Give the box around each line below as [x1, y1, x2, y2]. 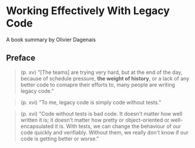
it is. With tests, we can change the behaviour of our [55, 122, 181, 130]
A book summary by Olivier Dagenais [6, 36, 96, 43]
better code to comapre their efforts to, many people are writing [20, 81, 175, 88]
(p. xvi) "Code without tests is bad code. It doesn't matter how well [20, 110, 183, 117]
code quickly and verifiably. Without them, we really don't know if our [20, 129, 189, 136]
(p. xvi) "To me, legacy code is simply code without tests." [20, 99, 162, 106]
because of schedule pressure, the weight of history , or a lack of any [20, 75, 190, 82]
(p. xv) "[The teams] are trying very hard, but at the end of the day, [20, 69, 183, 76]
